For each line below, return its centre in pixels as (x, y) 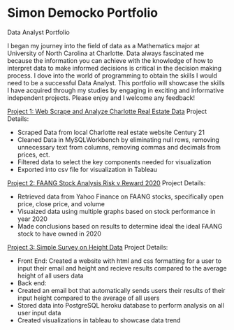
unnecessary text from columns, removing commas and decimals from (119, 147)
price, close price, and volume (61, 203)
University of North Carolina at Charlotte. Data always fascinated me (106, 53)
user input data (39, 313)
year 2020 (32, 219)
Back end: (32, 283)
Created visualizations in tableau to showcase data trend (99, 320)
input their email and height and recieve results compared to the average (122, 268)
